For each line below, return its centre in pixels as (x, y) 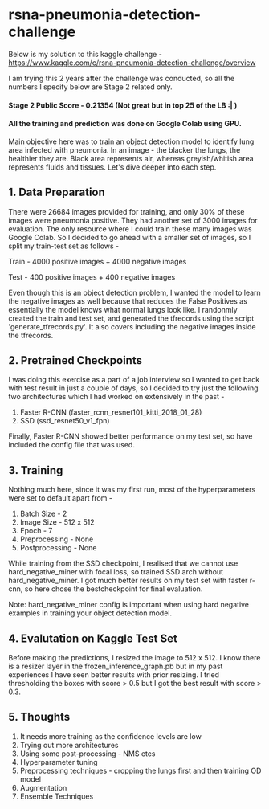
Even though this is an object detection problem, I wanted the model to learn (134, 292)
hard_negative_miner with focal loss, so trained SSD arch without (116, 572)
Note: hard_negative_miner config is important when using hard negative (129, 605)
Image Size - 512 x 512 (57, 522)
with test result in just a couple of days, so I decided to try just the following (133, 388)
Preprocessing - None (57, 539)
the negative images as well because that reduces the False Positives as (128, 301)
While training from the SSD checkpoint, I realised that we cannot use (123, 563)
